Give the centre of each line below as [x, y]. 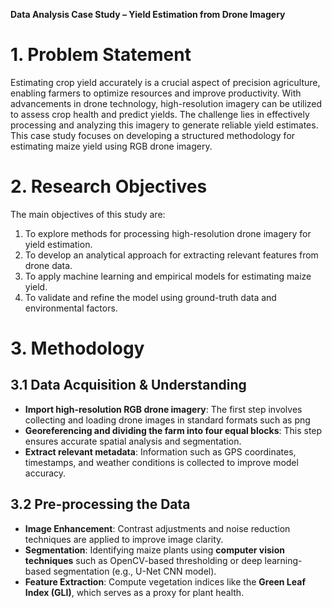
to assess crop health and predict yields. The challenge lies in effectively [160, 114]
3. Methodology [77, 348]
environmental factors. [71, 308]
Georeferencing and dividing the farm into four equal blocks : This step [173, 430]
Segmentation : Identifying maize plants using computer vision [154, 550]
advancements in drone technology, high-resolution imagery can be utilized [166, 103]
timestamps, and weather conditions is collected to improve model [161, 462]
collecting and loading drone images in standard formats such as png [167, 420]
